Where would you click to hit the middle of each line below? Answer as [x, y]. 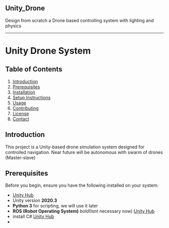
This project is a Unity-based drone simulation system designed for [75, 147]
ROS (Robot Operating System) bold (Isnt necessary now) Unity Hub [83, 211]
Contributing [25, 108]
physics [13, 26]
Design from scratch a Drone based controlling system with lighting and [80, 20]
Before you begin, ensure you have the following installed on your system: [82, 185]
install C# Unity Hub [33, 216]
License [21, 113]
